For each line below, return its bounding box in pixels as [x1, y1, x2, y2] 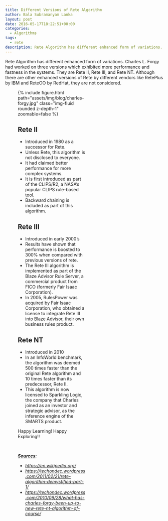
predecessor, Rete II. [25, 381, 68, 387]
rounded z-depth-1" [18, 105, 59, 111]
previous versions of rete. [25, 257, 78, 264]
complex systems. [25, 171, 63, 177]
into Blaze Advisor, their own [25, 316, 84, 322]
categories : [5, 26, 30, 31]
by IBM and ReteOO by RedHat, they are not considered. [5, 80, 122, 86]
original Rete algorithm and [25, 370, 81, 376]
